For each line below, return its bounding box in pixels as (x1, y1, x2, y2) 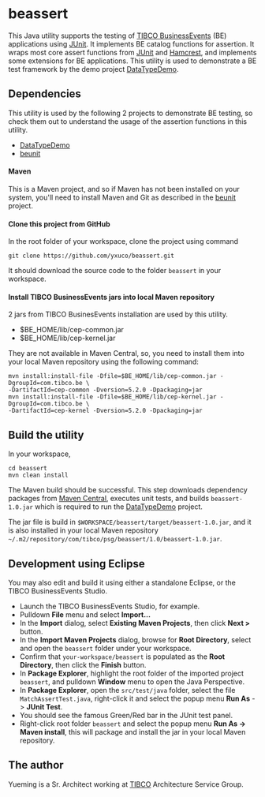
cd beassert (8, 465, 47, 473)
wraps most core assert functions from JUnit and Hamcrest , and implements (8, 47, 257, 57)
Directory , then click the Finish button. (19, 660, 147, 669)
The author (8, 758, 65, 772)
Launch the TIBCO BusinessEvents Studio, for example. (19, 601, 200, 611)
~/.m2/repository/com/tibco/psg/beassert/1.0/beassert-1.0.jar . (8, 534, 222, 544)
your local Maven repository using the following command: (8, 357, 200, 367)
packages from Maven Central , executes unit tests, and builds (8, 494, 210, 503)
